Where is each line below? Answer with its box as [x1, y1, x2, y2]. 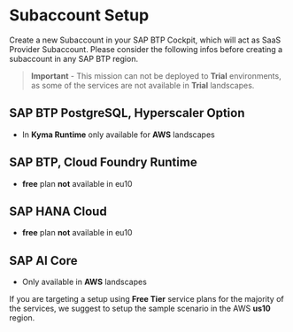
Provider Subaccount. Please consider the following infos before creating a [9, 43, 283, 54]
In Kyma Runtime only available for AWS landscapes [21, 129, 215, 140]
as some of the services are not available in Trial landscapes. [30, 80, 255, 90]
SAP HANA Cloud [9, 204, 108, 219]
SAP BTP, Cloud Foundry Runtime [9, 155, 197, 170]
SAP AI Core [9, 253, 78, 268]
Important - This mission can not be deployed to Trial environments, [30, 70, 281, 81]
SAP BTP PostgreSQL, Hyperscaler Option [9, 105, 245, 120]
